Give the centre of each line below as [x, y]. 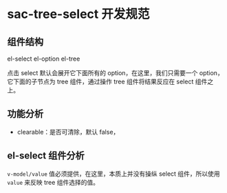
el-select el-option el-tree [44, 59]
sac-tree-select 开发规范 [78, 14]
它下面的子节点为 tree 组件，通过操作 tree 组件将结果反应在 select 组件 [107, 81]
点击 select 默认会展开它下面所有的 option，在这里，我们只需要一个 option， [115, 73]
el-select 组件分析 [46, 156]
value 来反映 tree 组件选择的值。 [53, 182]
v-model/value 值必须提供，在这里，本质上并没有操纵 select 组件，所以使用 [113, 174]
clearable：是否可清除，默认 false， [68, 132]
